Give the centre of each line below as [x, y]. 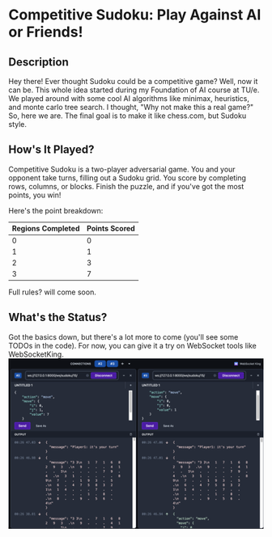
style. [17, 124]
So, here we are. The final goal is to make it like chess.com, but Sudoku [127, 116]
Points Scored [110, 229]
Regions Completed [46, 229]
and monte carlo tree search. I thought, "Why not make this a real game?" [131, 107]
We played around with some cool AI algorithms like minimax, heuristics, [129, 98]
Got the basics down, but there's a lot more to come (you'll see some [123, 336]
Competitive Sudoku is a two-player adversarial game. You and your [122, 169]
